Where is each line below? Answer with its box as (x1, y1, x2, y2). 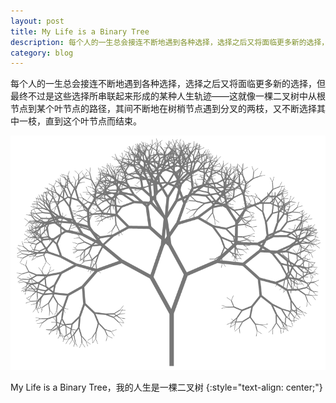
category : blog (10, 48, 74, 58)
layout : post (10, 16, 65, 26)
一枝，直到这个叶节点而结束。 (18, 115, 142, 127)
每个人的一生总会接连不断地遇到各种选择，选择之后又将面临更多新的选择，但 (10, 78, 326, 90)
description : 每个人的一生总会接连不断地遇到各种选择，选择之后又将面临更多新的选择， (10, 37, 330, 47)
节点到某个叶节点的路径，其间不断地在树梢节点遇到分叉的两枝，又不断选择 (10, 103, 317, 115)
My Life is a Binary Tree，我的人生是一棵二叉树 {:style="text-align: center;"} (10, 381, 323, 393)
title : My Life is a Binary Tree (10, 26, 150, 37)
